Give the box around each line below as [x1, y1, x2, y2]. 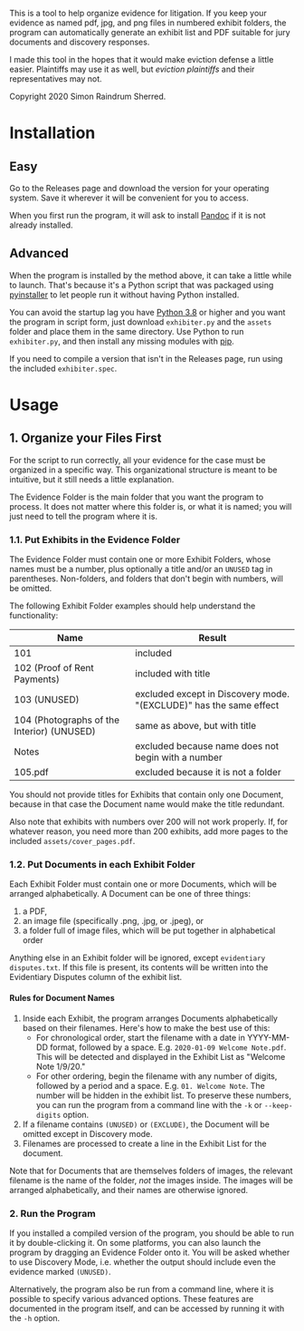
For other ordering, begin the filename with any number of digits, [35, 1070, 278, 1082]
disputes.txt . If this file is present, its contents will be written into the [9, 962, 269, 973]
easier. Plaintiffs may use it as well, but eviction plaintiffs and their [9, 63, 255, 74]
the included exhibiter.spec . [9, 363, 118, 374]
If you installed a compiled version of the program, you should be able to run [9, 1228, 295, 1239]
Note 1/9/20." [35, 1061, 86, 1072]
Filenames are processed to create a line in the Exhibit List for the [22, 1138, 267, 1149]
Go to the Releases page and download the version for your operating [9, 183, 270, 193]
